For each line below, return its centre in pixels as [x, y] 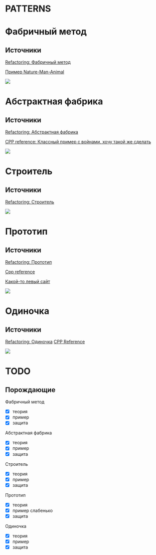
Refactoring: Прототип [29, 262]
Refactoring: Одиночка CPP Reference [45, 342]
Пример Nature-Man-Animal [35, 72]
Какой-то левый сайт [28, 282]
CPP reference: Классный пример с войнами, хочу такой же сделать [78, 142]
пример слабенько [33, 510]
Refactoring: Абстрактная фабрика [42, 132]
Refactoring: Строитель [30, 202]
